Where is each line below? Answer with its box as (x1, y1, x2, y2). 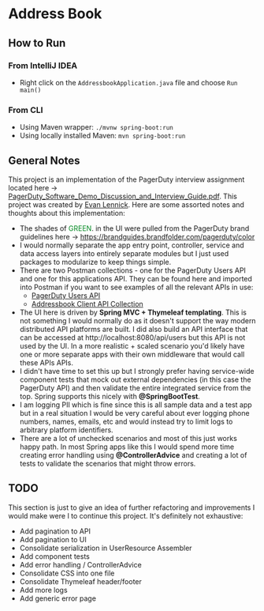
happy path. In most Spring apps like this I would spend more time (19, 442, 235, 451)
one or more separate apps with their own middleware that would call (19, 349, 245, 359)
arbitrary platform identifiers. (19, 424, 113, 435)
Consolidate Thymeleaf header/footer (19, 576, 142, 586)
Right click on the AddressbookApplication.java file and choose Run (19, 77, 238, 87)
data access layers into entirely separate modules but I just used (19, 248, 229, 258)
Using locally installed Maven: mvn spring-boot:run (19, 131, 186, 141)
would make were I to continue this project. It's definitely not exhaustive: (8, 511, 244, 520)
